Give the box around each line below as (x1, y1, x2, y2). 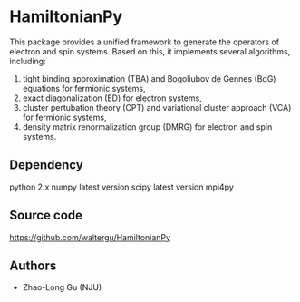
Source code (9, 208, 83, 223)
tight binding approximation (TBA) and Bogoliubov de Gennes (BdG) (22, 73, 276, 83)
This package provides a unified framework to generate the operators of (9, 36, 279, 47)
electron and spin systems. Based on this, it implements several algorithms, (9, 45, 291, 56)
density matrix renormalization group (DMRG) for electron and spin (22, 121, 273, 132)
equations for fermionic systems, (22, 83, 147, 93)
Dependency (9, 157, 83, 173)
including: (9, 55, 47, 66)
